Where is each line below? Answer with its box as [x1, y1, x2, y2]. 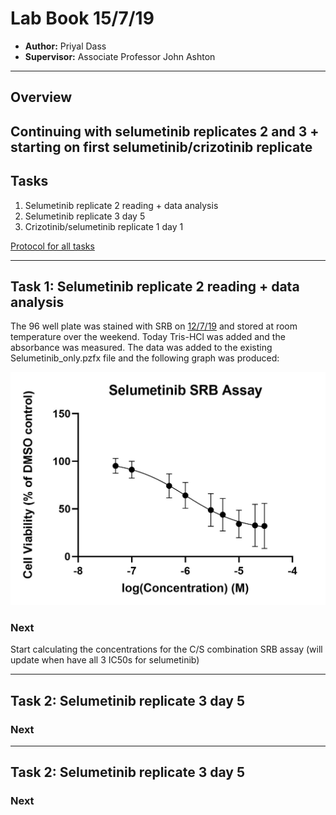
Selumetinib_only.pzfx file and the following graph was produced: [10, 352, 280, 364]
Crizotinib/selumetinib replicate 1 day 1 [24, 220, 184, 232]
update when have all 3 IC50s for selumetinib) [10, 654, 200, 666]
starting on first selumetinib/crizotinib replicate [10, 138, 313, 156]
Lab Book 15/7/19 [10, 7, 155, 30]
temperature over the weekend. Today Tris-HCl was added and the [10, 331, 286, 343]
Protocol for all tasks [10, 240, 95, 252]
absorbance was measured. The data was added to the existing [10, 342, 273, 354]
